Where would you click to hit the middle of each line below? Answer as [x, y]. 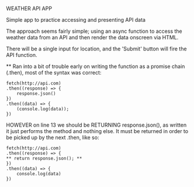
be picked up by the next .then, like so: [53, 137]
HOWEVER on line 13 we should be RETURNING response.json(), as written [96, 125]
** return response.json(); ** [44, 158]
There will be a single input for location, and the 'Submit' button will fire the [96, 49]
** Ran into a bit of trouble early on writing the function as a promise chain [96, 66]
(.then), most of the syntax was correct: [54, 72]
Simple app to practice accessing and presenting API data [76, 20]
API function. [22, 55]
